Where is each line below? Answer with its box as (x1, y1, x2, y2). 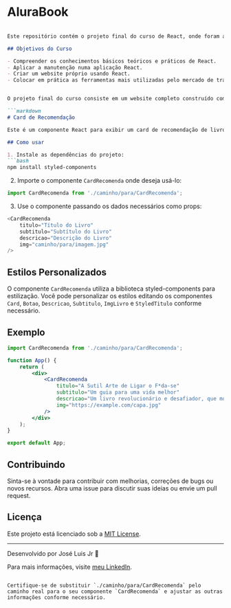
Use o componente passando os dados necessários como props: (16, 202, 202, 210)
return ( (19, 363, 45, 370)
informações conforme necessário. (7, 594, 107, 601)
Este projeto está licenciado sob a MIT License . (7, 530, 141, 538)
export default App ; (7, 440, 67, 447)
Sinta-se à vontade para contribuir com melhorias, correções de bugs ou (7, 477, 214, 485)
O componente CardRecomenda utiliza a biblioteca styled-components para (7, 284, 215, 293)
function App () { (7, 357, 57, 364)
